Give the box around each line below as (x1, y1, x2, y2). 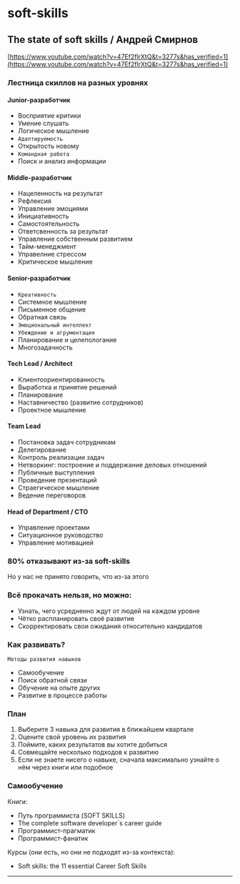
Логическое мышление (17, 126, 89, 135)
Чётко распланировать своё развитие (17, 614, 134, 622)
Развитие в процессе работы (17, 691, 107, 700)
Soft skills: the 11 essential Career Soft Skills (17, 861, 147, 870)
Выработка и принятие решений (17, 382, 117, 391)
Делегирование (17, 445, 66, 454)
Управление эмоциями (17, 204, 89, 213)
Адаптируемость (17, 136, 64, 143)
